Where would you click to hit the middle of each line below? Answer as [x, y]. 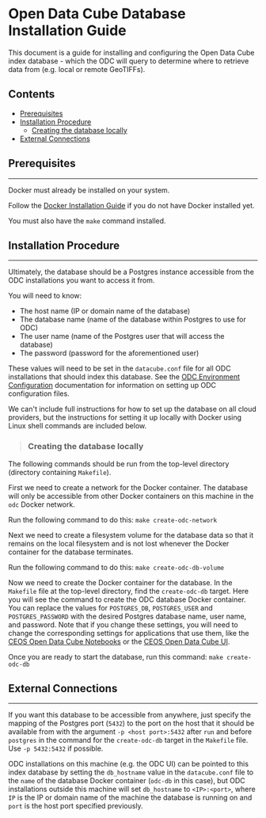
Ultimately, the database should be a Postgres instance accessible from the [131, 272]
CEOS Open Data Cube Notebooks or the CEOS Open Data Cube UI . [119, 641]
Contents [32, 95]
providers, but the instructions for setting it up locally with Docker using [125, 417]
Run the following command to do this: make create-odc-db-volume [116, 567]
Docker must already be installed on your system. [89, 190]
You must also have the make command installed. [87, 221]
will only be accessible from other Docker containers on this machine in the [131, 496]
